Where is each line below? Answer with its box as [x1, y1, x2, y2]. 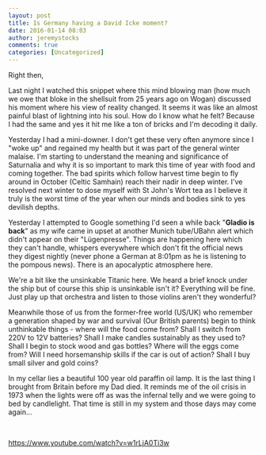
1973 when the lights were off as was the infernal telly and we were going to [8, 391, 256, 399]
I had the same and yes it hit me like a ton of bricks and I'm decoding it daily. [8, 120, 258, 129]
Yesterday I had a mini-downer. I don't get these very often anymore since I [8, 135, 254, 144]
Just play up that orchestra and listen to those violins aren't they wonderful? [8, 292, 256, 302]
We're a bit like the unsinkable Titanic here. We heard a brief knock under [8, 276, 248, 284]
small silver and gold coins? [8, 358, 99, 368]
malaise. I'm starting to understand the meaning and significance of [8, 152, 229, 161]
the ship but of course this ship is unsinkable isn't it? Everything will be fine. [8, 283, 256, 293]
